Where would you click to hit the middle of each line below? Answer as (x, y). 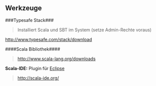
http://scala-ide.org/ (38, 78)
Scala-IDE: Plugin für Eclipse (35, 68)
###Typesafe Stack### (29, 20)
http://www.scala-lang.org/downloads (56, 59)
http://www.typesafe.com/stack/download (49, 39)
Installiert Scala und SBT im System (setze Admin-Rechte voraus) (84, 30)
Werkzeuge (24, 8)
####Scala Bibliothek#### (33, 49)
